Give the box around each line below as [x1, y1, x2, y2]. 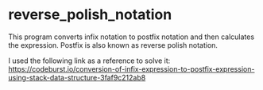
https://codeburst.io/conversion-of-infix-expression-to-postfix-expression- [8, 64, 255, 73]
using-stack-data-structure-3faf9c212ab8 [8, 72, 146, 82]
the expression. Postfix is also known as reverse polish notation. [8, 40, 219, 49]
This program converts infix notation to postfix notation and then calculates [8, 32, 255, 41]
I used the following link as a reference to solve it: [8, 56, 171, 65]
